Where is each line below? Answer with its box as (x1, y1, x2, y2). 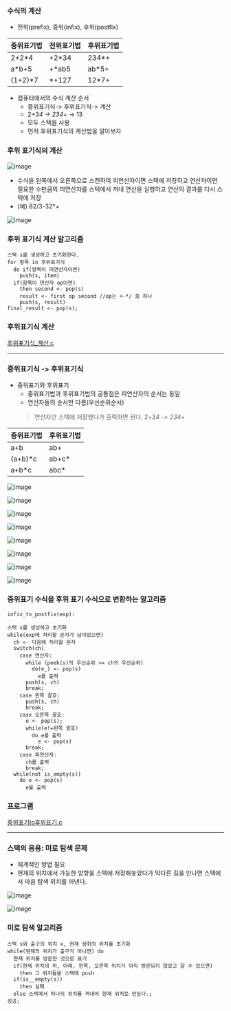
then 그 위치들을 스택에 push (19, 970, 95, 977)
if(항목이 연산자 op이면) (13, 279, 76, 286)
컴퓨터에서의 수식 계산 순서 (16, 94, 89, 102)
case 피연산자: (19, 751, 57, 758)
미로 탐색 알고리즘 (7, 923, 63, 933)
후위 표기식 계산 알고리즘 (7, 234, 84, 243)
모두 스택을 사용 (27, 118, 70, 127)
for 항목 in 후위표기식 (7, 259, 65, 265)
